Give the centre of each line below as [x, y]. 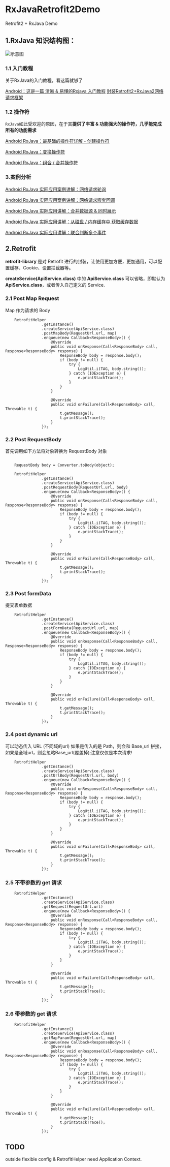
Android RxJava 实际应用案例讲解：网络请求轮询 [56, 189]
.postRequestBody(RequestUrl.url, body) [85, 487]
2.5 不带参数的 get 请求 [34, 882]
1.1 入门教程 [19, 68]
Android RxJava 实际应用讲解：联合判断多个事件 [56, 232]
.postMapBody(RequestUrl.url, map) [79, 333]
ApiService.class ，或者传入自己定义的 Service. [55, 285]
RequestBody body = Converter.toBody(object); [64, 465]
